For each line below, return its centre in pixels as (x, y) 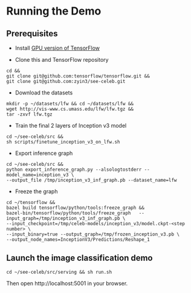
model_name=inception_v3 (37, 175)
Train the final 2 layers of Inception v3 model (71, 126)
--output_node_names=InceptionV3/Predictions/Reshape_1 (78, 240)
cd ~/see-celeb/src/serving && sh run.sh (59, 272)
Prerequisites (32, 34)
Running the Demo (54, 11)
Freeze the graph (36, 191)
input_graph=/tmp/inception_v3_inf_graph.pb (63, 219)
